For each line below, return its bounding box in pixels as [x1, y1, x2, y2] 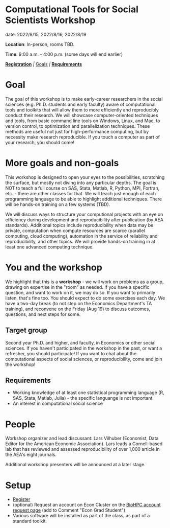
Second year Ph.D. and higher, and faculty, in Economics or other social [5, 339, 156, 346]
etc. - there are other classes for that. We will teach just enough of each [5, 190, 156, 196]
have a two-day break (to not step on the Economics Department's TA [5, 300, 152, 306]
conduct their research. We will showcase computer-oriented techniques [5, 112, 158, 118]
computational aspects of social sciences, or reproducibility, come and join [5, 356, 162, 362]
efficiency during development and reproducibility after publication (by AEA [5, 216, 164, 223]
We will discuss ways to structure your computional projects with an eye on [5, 211, 163, 217]
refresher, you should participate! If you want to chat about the [5, 350, 137, 356]
